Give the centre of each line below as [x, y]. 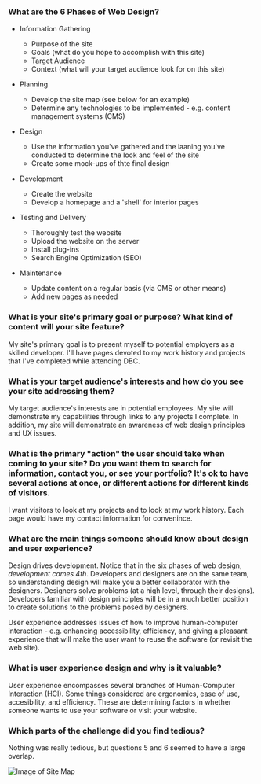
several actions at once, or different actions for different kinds [129, 483]
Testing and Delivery [53, 218]
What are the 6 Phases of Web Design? [83, 12]
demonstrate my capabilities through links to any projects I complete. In [123, 416]
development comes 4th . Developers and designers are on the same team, [129, 574]
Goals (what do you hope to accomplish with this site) [118, 53]
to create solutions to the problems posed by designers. [98, 607]
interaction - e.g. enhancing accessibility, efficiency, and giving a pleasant [128, 631]
